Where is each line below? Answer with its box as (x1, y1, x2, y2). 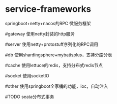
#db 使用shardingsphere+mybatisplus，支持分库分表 (5, 52, 112, 58)
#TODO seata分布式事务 (5, 94, 54, 100)
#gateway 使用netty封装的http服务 (5, 31, 75, 36)
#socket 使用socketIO (5, 72, 50, 78)
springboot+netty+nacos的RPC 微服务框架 (5, 20, 91, 26)
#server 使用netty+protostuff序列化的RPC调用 (5, 41, 98, 47)
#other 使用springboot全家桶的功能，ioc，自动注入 (5, 83, 108, 89)
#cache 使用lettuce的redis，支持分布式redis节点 (5, 62, 103, 68)
